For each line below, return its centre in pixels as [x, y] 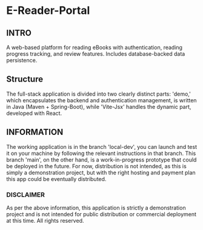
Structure [25, 79]
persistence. [22, 60]
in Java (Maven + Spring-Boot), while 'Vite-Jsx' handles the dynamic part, [99, 107]
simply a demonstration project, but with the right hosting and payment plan [101, 172]
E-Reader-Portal [48, 11]
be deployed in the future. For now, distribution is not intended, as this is [96, 166]
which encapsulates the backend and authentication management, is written [101, 100]
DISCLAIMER [26, 194]
